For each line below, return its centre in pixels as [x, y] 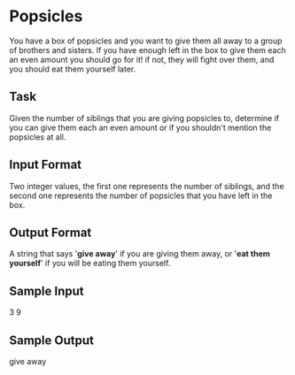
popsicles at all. [38, 137]
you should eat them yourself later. [73, 69]
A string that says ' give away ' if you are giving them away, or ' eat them [140, 254]
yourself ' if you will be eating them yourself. [90, 264]
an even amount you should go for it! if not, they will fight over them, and [142, 59]
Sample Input [47, 291]
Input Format [46, 165]
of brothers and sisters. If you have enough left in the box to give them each [147, 50]
